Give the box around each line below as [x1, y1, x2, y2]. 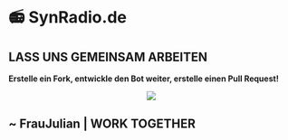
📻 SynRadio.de [8, 7, 128, 28]
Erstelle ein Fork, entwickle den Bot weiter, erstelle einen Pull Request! [8, 73, 280, 84]
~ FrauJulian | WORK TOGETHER [8, 117, 197, 132]
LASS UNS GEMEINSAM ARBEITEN [8, 49, 207, 64]
